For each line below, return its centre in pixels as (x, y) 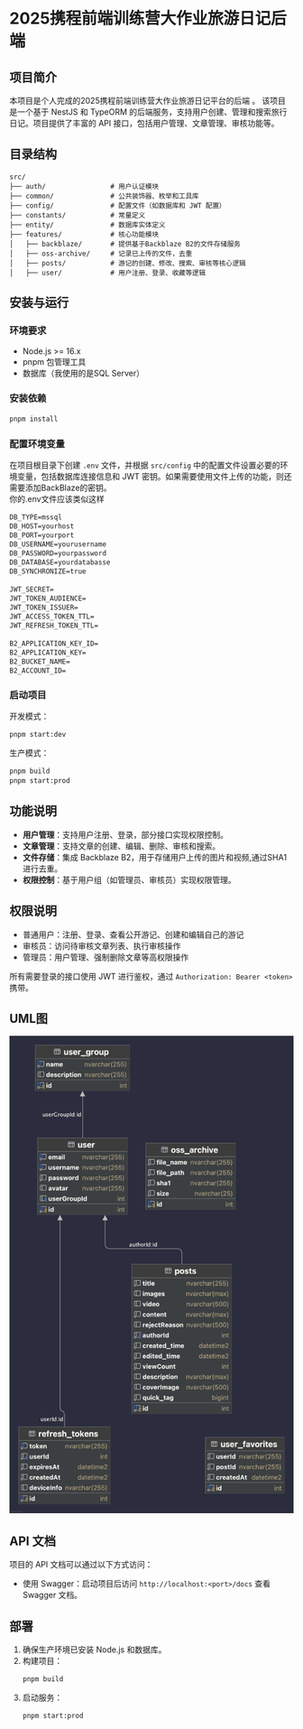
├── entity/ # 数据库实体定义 (87, 225)
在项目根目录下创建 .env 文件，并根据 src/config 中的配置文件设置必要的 (145, 465)
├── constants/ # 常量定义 (78, 215)
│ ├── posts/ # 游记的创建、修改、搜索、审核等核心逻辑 (128, 263)
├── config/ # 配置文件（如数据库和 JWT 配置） (118, 205)
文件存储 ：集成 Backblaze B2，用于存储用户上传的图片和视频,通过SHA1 (154, 857)
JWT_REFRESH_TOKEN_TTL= (54, 625)
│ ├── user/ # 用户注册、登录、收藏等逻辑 (107, 273)
